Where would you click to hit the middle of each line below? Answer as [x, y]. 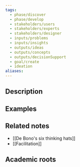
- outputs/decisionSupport [38, 57]
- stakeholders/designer [36, 33]
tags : [11, 10]
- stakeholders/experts [34, 29]
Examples [21, 109]
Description [24, 92]
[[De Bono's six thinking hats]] [44, 138]
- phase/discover [28, 15]
